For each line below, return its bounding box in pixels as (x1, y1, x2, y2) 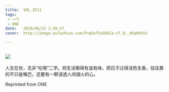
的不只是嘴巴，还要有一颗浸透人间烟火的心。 (5, 71, 98, 77)
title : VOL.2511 (5, 7, 42, 13)
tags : (5, 12, 17, 17)
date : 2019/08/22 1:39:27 (5, 26, 65, 31)
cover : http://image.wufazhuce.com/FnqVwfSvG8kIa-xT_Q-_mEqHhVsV (5, 31, 148, 36)
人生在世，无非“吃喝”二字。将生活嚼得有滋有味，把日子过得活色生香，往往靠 (5, 65, 164, 71)
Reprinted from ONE (5, 81, 47, 87)
